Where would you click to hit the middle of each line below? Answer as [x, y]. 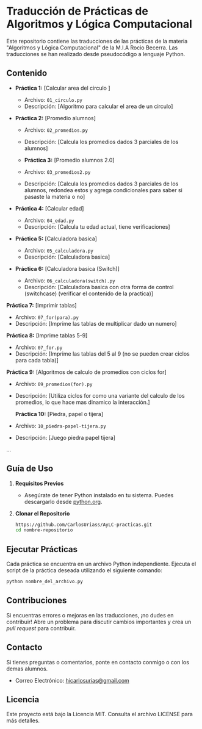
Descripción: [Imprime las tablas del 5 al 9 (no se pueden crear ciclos [103, 354]
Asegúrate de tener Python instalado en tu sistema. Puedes [99, 495]
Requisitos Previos [39, 483]
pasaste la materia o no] [55, 196]
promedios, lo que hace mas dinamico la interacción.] [83, 402]
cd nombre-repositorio [44, 530]
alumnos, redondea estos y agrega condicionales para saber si [103, 190]
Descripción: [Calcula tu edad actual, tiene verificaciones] [97, 226]
